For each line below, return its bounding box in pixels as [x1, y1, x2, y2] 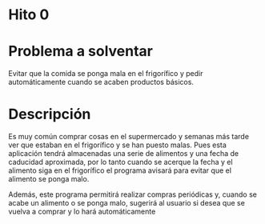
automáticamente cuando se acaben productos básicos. [8, 78, 195, 87]
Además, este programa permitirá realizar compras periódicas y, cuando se [8, 190, 258, 199]
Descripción [8, 106, 91, 123]
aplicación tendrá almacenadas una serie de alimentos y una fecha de [8, 149, 239, 158]
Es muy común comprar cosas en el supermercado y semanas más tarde [8, 132, 250, 142]
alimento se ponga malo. [8, 174, 90, 184]
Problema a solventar [8, 42, 154, 61]
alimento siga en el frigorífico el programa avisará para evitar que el [8, 166, 232, 175]
